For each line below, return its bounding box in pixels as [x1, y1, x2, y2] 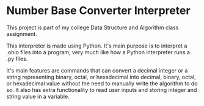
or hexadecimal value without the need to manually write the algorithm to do [6, 80, 198, 87]
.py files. [6, 55, 28, 62]
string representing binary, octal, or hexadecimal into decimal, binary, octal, [6, 73, 197, 80]
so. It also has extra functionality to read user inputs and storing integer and [6, 86, 197, 93]
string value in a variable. [6, 93, 70, 100]
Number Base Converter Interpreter [6, 4, 191, 18]
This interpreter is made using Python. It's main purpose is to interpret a [6, 42, 188, 49]
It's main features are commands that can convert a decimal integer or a [6, 66, 188, 74]
